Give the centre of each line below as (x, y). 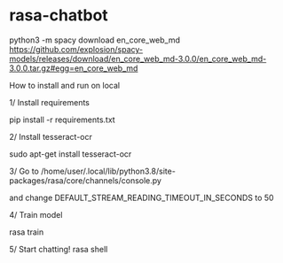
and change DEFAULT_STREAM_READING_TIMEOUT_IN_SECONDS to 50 (141, 197)
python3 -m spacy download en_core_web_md (94, 40)
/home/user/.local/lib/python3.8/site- (108, 171)
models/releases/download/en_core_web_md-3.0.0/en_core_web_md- (138, 58)
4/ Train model (36, 214)
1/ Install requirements (50, 102)
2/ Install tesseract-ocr (51, 136)
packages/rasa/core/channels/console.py (86, 180)
